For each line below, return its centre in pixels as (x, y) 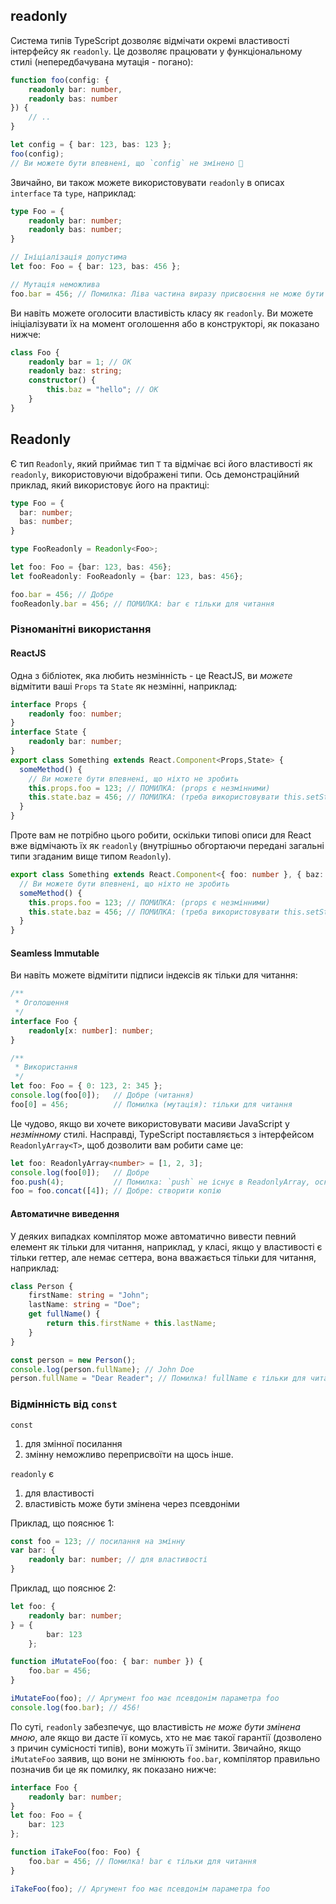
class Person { (42, 1286)
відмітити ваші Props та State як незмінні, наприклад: (124, 686)
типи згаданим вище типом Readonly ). (91, 856)
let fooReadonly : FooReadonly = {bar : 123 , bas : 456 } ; (127, 576)
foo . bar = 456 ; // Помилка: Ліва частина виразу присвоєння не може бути (167, 294)
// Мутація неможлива (55, 284)
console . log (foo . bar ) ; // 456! (75, 1707)
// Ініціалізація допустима (69, 257)
